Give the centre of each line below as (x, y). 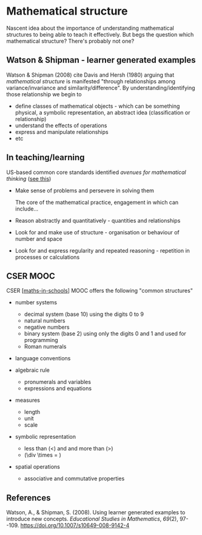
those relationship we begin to (44, 94)
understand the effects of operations (61, 125)
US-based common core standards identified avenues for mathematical (96, 172)
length (32, 412)
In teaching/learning (45, 157)
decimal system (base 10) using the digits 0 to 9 (84, 314)
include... (26, 209)
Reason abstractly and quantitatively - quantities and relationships (98, 220)
